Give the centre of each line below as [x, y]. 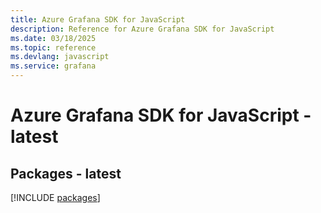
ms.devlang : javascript [60, 57]
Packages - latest [66, 173]
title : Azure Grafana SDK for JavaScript [98, 19]
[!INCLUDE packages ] [55, 197]
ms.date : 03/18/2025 [53, 38]
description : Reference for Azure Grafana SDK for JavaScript [142, 29]
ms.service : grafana [53, 66]
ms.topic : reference [53, 47]
